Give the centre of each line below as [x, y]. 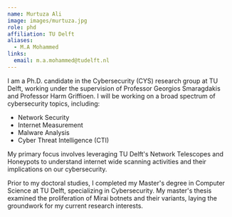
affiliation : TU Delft [41, 34]
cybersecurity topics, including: [54, 104]
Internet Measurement [50, 125]
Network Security [43, 117]
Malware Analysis [43, 132]
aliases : [20, 41]
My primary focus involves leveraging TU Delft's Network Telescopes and [116, 153]
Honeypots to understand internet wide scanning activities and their [107, 161]
